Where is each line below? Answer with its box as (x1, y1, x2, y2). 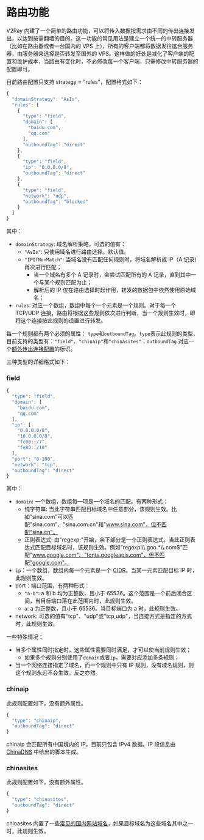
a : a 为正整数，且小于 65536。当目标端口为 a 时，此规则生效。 (24, 605, 181, 612)
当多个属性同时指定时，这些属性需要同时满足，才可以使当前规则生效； (15, 646, 192, 653)
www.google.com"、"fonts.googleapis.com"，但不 (32, 551, 160, 559)
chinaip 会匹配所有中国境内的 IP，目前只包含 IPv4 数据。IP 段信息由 (6, 741, 176, 748)
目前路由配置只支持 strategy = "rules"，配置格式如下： (6, 78, 143, 86)
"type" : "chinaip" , (12, 717, 62, 724)
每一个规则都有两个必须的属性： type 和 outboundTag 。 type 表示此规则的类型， (6, 330, 199, 337)
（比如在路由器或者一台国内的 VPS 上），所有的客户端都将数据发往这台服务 (6, 42, 194, 50)
